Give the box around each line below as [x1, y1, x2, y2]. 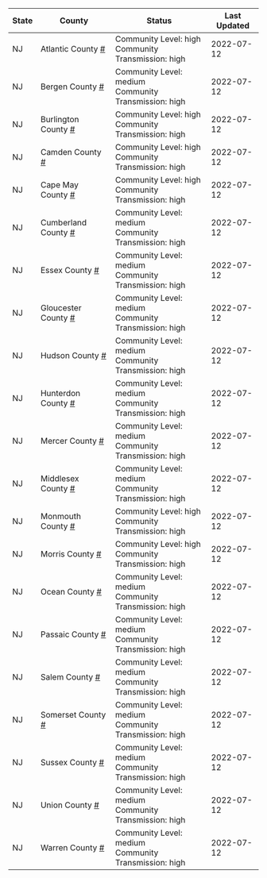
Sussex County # [40, 757, 105, 768]
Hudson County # [40, 350, 107, 360]
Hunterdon [40, 388, 81, 399]
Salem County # [40, 672, 101, 682]
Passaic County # [40, 629, 106, 640]
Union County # [40, 799, 99, 811]
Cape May [40, 179, 79, 190]
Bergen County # [40, 81, 105, 92]
